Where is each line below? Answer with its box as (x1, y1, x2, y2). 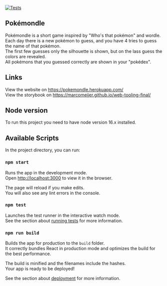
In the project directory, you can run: (5, 147, 80, 153)
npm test (5, 202, 26, 208)
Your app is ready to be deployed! (5, 266, 75, 272)
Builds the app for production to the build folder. (5, 240, 105, 246)
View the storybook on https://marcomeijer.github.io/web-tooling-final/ (5, 92, 151, 98)
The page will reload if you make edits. (5, 184, 85, 190)
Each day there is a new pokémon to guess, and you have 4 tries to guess (5, 37, 157, 43)
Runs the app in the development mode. (5, 169, 87, 175)
